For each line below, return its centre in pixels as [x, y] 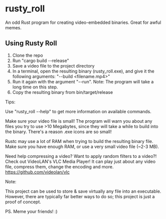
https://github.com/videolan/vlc [38, 172]
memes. [13, 27]
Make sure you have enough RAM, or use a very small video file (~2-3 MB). [82, 146]
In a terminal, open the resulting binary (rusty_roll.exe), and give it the [83, 71]
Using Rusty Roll [31, 43]
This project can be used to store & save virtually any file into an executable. [83, 191]
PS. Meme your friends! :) [32, 211]
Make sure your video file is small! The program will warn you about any [79, 121]
